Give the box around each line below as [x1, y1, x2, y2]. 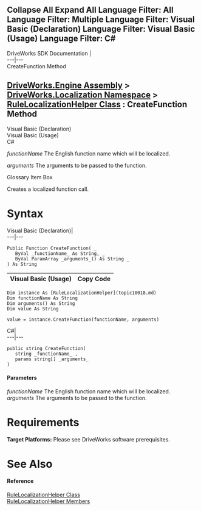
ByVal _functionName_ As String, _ [15, 250, 105, 257]
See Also [7, 457, 53, 471]
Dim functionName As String [7, 295, 78, 301]
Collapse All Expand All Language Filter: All [7, 5, 174, 15]
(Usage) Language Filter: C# [7, 34, 116, 44]
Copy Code [77, 274, 111, 283]
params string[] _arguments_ [15, 356, 89, 362]
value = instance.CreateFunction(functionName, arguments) [7, 316, 160, 323]
